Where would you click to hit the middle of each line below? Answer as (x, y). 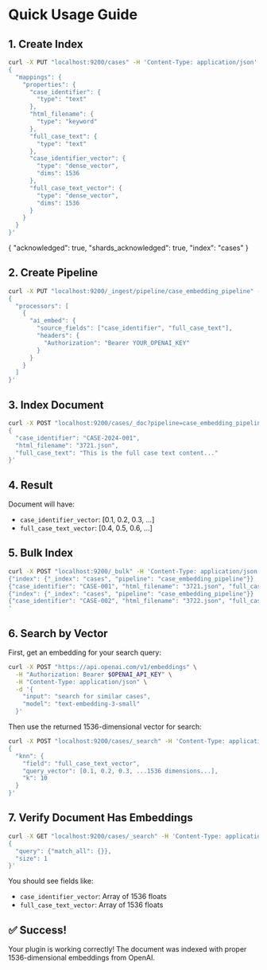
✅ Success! (38, 930)
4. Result (31, 485)
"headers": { (58, 336)
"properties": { (50, 84)
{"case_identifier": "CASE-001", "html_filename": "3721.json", (117, 586)
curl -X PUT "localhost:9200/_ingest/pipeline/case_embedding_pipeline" (131, 291)
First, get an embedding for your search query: (85, 652)
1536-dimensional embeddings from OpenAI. (81, 958)
